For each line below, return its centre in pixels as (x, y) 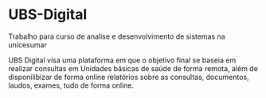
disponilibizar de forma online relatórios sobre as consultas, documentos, (129, 77)
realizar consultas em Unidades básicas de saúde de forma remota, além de (133, 68)
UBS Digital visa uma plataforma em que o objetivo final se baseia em (122, 60)
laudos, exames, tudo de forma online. (71, 85)
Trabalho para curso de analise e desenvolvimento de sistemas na (117, 36)
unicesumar (28, 44)
